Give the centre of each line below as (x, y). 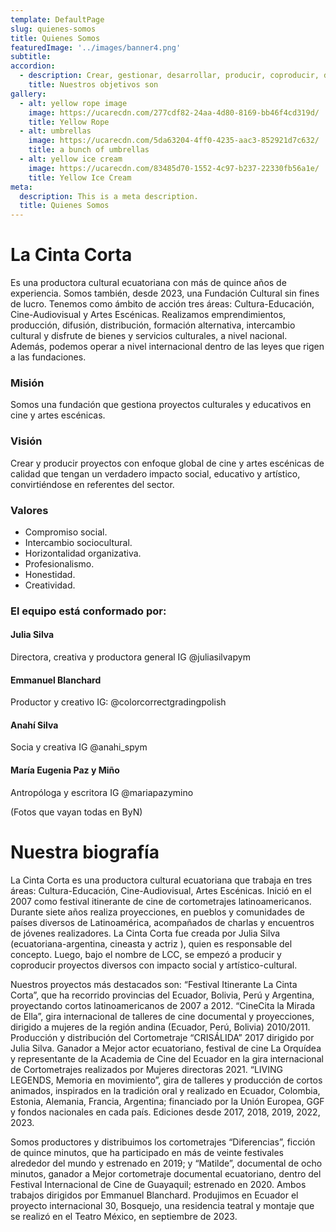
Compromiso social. (66, 532)
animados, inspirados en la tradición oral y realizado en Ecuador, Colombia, (165, 1090)
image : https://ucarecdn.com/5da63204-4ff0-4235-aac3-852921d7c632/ (174, 141)
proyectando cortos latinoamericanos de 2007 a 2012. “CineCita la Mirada (163, 1005)
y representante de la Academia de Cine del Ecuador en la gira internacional (167, 1058)
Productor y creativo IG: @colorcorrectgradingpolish (118, 702)
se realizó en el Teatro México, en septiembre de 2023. (124, 1216)
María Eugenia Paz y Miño (65, 770)
